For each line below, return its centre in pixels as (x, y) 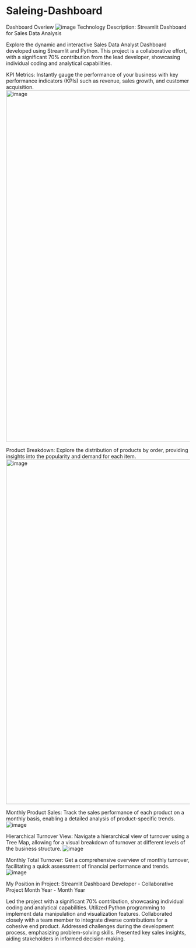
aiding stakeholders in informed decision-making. (66, 939)
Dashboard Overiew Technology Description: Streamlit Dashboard (96, 27)
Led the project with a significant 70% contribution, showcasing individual (95, 901)
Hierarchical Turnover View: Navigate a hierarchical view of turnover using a (98, 836)
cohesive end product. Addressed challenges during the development (90, 926)
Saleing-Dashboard (54, 11)
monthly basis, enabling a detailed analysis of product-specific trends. (91, 819)
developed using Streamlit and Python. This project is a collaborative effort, (97, 50)
